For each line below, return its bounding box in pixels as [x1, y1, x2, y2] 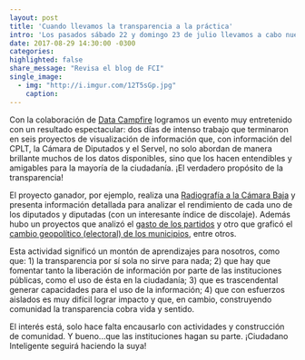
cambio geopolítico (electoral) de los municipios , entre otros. [9, 228, 237, 238]
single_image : [9, 73, 64, 82]
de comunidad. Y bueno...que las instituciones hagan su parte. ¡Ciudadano [9, 330, 289, 341]
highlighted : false [9, 55, 84, 64]
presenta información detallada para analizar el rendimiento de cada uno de [9, 199, 293, 209]
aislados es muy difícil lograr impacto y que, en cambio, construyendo [9, 294, 272, 305]
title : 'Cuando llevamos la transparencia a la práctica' [9, 22, 233, 31]
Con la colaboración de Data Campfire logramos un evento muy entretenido [9, 114, 292, 125]
